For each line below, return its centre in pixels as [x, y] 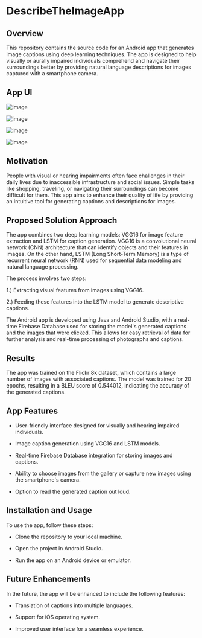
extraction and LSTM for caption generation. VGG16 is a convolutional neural [101, 241]
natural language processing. [43, 267]
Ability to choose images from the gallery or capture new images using [103, 474]
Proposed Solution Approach [62, 221]
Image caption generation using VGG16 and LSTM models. [87, 444]
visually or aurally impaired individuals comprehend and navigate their [93, 61]
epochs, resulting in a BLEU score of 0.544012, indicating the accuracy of [98, 386]
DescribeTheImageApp [65, 11]
